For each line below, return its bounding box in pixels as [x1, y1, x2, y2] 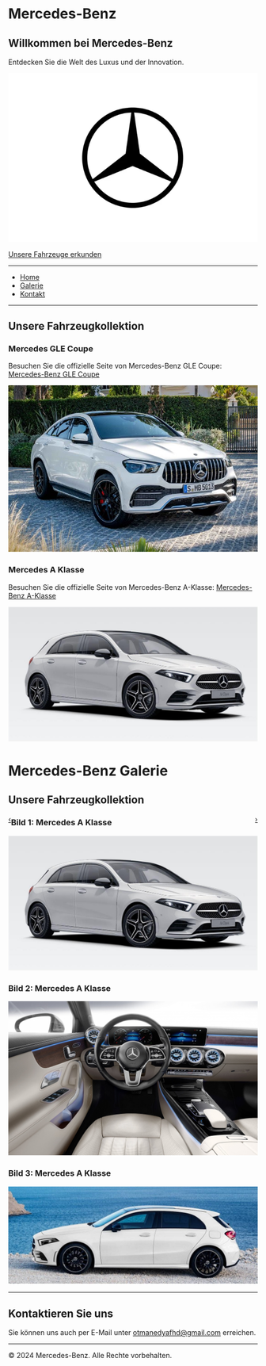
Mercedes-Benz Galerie [8, 762, 169, 780]
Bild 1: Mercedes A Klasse [10, 817, 112, 828]
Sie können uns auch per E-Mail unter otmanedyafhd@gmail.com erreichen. [8, 1328, 256, 1337]
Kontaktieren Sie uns [8, 1307, 113, 1320]
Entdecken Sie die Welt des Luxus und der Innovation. [8, 57, 184, 67]
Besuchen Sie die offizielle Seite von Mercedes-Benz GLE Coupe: [8, 362, 222, 371]
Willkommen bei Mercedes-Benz [8, 36, 173, 50]
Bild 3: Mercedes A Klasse [8, 1168, 112, 1179]
